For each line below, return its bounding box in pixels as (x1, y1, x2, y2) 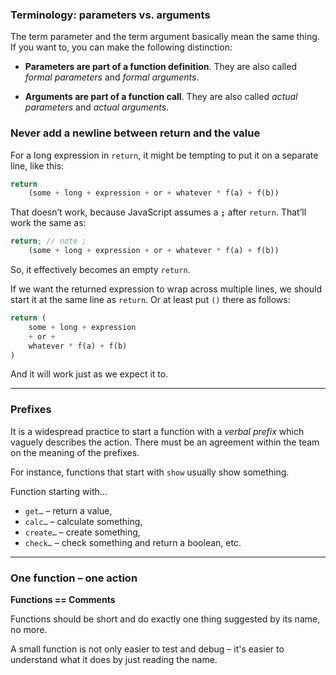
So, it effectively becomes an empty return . (10, 264, 191, 276)
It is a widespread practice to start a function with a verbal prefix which (10, 425, 305, 437)
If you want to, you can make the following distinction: (10, 41, 233, 53)
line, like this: (10, 159, 65, 172)
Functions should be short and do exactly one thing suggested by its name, (10, 613, 321, 625)
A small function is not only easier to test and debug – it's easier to (10, 643, 285, 655)
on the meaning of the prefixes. (10, 446, 140, 458)
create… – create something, (24, 526, 141, 538)
